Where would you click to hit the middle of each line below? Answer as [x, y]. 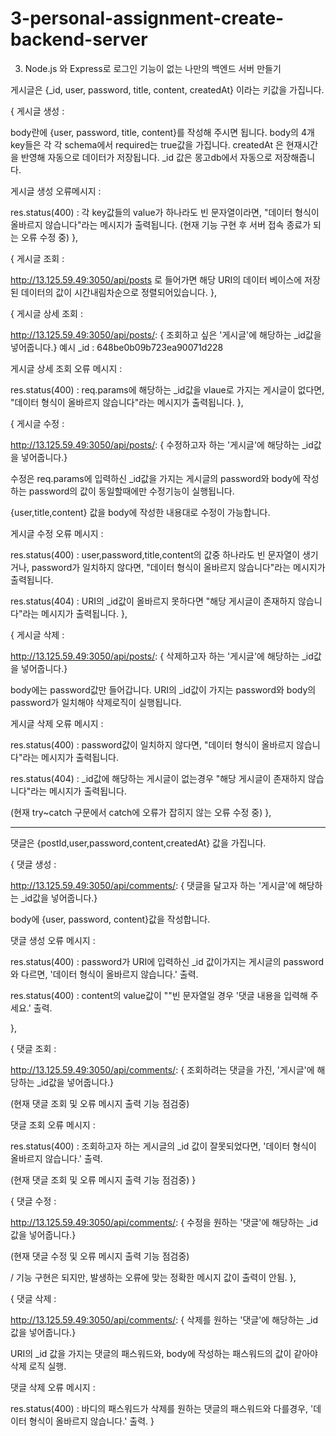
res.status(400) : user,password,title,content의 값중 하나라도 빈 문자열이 [155, 554]
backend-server [79, 39]
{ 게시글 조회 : [37, 258]
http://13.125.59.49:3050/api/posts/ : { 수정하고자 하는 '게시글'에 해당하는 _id [162, 444]
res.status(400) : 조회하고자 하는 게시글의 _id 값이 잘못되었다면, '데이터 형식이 [163, 1146]
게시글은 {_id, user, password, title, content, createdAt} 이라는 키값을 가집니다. [167, 89]
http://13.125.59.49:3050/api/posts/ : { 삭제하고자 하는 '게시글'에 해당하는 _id [162, 656]
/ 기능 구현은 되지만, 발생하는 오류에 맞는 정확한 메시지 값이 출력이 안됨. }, [153, 1277]
